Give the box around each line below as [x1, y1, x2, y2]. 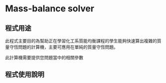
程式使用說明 [5, 70, 45, 79]
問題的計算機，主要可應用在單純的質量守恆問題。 [18, 44, 118, 50]
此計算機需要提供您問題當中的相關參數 [5, 55, 83, 60]
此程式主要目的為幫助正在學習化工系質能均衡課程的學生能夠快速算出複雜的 [5, 38, 157, 43]
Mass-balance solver [5, 3, 95, 14]
